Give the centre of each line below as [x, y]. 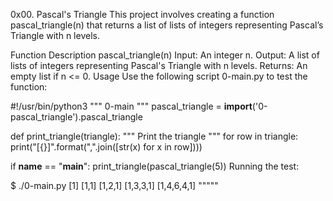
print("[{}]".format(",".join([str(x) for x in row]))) [106, 147]
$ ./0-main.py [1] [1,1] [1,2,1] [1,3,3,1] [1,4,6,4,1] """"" [114, 185]
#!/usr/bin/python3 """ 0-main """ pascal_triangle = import [131, 106]
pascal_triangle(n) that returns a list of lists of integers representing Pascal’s [167, 25]
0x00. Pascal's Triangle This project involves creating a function [142, 14]
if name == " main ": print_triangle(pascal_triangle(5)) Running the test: [155, 166]
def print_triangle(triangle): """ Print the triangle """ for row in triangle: [154, 136]
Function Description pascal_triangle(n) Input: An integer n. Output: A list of [165, 55]
